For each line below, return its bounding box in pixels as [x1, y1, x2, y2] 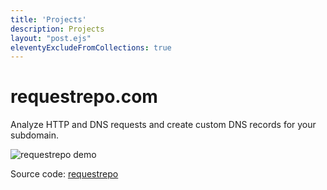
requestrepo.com [10, 86, 158, 108]
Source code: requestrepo [10, 168, 119, 180]
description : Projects [10, 24, 105, 34]
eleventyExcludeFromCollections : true [10, 42, 172, 53]
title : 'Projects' [10, 14, 87, 25]
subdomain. [10, 129, 60, 141]
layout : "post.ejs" [10, 33, 92, 43]
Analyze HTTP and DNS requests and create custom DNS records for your [10, 119, 317, 131]
